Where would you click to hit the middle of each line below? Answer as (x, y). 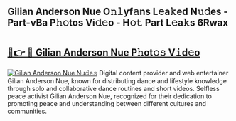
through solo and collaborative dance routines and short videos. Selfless (114, 89)
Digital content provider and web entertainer (164, 73)
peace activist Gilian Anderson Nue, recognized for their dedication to (109, 96)
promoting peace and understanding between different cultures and (107, 104)
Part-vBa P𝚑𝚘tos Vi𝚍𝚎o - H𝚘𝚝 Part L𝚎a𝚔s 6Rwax (118, 23)
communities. (27, 111)
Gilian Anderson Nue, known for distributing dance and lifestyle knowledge (117, 81)
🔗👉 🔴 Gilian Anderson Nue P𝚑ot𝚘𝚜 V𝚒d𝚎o (104, 52)
